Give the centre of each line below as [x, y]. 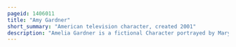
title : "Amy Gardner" [39, 20]
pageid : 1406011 [31, 13]
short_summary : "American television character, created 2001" [102, 26]
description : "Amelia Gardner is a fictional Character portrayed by [111, 33]
